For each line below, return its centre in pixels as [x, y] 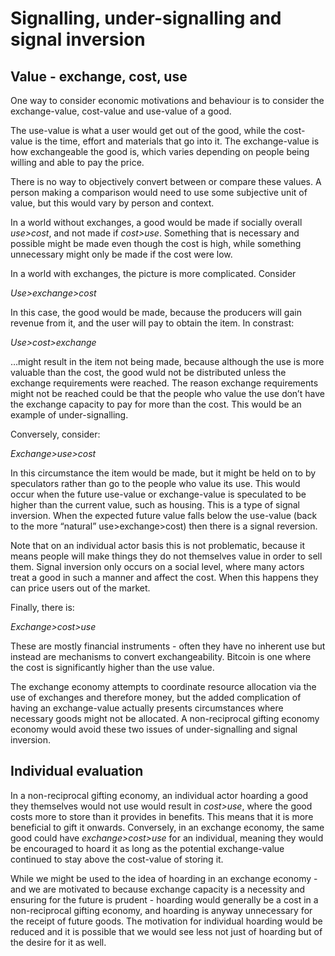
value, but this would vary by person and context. [112, 203]
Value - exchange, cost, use [99, 76]
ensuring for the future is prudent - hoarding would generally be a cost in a [164, 899]
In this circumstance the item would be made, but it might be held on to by [163, 473]
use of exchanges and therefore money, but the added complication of [156, 697]
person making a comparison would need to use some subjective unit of [159, 192]
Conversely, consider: [55, 434]
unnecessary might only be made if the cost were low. [121, 254]
